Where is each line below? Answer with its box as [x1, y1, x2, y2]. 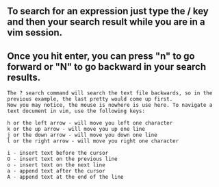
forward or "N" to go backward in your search [7, 61, 207, 73]
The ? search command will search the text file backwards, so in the [7, 90, 213, 97]
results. [7, 71, 41, 83]
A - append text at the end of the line [7, 174, 125, 181]
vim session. [7, 27, 63, 38]
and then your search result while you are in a [7, 16, 205, 28]
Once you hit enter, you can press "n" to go [7, 50, 195, 62]
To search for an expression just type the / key [7, 5, 209, 17]
